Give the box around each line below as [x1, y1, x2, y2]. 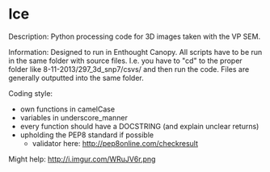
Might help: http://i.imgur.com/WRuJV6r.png [8, 154, 156, 164]
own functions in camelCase [19, 104, 116, 114]
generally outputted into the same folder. [8, 73, 144, 82]
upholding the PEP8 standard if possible [19, 130, 154, 140]
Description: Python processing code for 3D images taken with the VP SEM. [8, 31, 261, 41]
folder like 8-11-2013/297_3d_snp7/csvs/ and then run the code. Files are [8, 64, 250, 73]
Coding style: [8, 88, 53, 98]
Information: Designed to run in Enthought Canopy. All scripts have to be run [8, 47, 263, 57]
